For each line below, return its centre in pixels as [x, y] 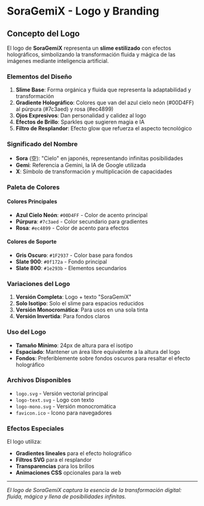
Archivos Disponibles [39, 380]
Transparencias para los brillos [55, 466]
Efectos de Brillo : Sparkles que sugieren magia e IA [80, 122]
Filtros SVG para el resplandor [54, 460]
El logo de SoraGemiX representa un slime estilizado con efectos [89, 48]
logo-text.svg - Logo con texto [55, 400]
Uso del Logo [27, 332]
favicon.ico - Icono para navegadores [64, 413]
